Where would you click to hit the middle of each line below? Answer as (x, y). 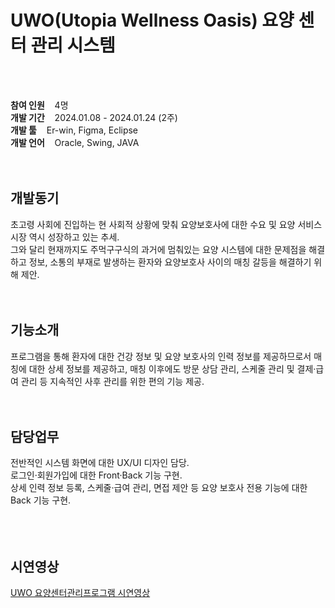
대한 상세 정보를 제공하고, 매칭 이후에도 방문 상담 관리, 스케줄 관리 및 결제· (172, 368)
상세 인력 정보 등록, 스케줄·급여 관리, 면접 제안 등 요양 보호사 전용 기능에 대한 (159, 488)
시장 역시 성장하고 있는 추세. (65, 237)
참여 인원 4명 (39, 105)
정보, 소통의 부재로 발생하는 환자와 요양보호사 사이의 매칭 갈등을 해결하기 (170, 262)
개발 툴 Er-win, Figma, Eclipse (74, 130)
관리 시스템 (73, 45)
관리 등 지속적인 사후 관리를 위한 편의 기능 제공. (112, 381)
